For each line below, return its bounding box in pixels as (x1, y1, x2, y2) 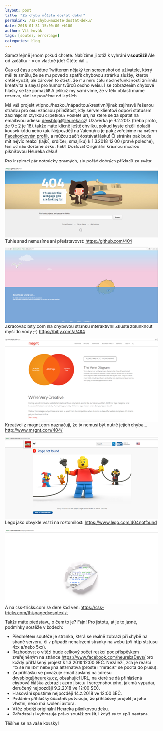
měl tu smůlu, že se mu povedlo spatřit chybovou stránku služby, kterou (5, 72, 149, 78)
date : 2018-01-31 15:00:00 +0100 (5, 23, 73, 28)
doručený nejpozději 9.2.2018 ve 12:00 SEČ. (12, 685, 100, 691)
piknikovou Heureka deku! (5, 148, 57, 154)
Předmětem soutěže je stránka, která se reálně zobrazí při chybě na (12, 634, 147, 640)
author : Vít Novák (5, 28, 42, 33)
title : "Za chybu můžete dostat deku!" (5, 13, 86, 18)
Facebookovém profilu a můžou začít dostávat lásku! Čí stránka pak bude (5, 133, 152, 139)
